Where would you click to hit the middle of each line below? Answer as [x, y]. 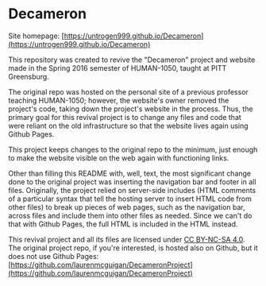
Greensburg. [29, 76]
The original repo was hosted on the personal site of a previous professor [128, 91]
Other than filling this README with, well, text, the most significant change [130, 173]
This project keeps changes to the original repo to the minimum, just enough [133, 149]
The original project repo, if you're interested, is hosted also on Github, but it [133, 248]
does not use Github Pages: [54, 256]
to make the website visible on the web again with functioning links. [119, 158]
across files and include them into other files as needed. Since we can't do [130, 215]
